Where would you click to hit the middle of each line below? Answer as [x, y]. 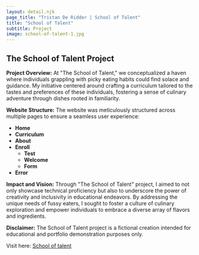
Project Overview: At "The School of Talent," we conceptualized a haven [97, 73]
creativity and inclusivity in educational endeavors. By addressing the [92, 197]
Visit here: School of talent [39, 245]
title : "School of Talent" [40, 23]
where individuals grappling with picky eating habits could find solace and [98, 79]
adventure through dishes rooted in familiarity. [63, 98]
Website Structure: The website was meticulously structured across [91, 110]
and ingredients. [26, 216]
